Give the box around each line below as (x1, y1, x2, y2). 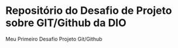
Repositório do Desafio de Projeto (5, 4, 172, 17)
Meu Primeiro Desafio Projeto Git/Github (5, 35, 103, 42)
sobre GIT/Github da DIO (5, 16, 126, 29)
